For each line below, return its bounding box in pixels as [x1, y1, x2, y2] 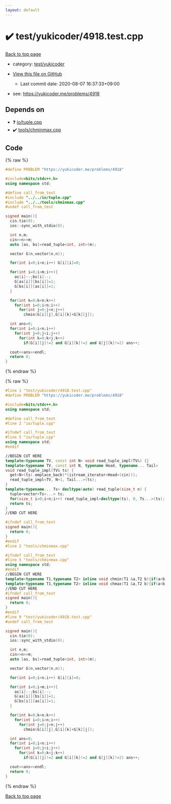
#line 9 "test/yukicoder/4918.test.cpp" [5, 614, 93, 619]
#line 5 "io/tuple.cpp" [5, 435, 56, 440]
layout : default [5, 7, 40, 13]
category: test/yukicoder [12, 61, 65, 67]
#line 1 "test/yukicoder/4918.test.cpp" [5, 388, 93, 394]
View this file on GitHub [12, 71, 63, 77]
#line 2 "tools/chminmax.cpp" [5, 543, 70, 548]
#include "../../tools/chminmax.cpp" [5, 200, 85, 205]
